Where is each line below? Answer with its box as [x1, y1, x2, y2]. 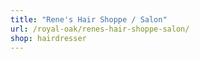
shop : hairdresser [10, 33, 87, 43]
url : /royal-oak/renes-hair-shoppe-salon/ [10, 24, 190, 34]
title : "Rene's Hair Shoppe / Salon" [10, 14, 168, 25]
